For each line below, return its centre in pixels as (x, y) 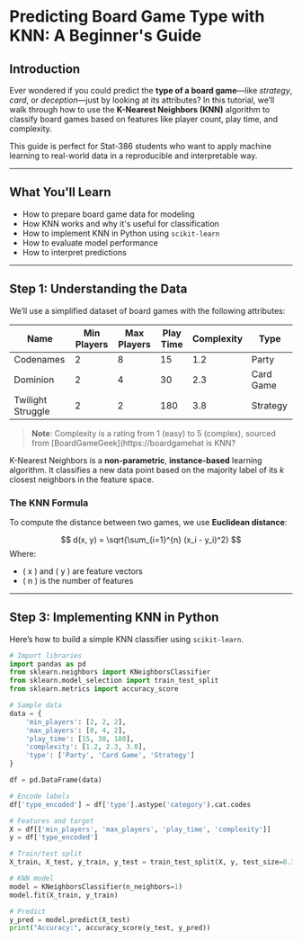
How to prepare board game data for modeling (108, 214)
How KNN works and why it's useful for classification (121, 223)
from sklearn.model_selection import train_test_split (114, 681)
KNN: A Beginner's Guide (106, 36)
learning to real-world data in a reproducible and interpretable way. (133, 156)
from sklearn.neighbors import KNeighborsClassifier (110, 672)
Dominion (34, 380)
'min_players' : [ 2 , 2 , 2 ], (76, 721)
